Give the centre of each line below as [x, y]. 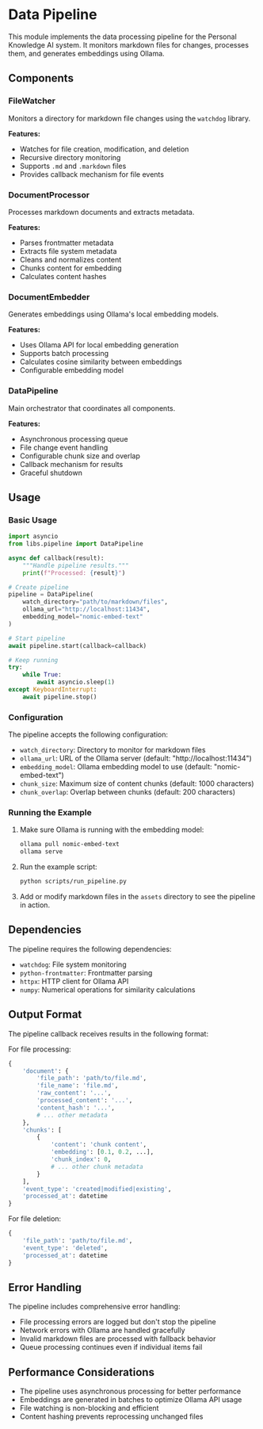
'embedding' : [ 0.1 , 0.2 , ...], [102, 1152]
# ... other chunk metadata [97, 1167]
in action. [34, 905]
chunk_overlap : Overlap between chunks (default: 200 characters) [128, 792]
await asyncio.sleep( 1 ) [76, 682]
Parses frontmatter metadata [67, 243]
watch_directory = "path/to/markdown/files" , [95, 602]
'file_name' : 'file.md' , [78, 1086]
